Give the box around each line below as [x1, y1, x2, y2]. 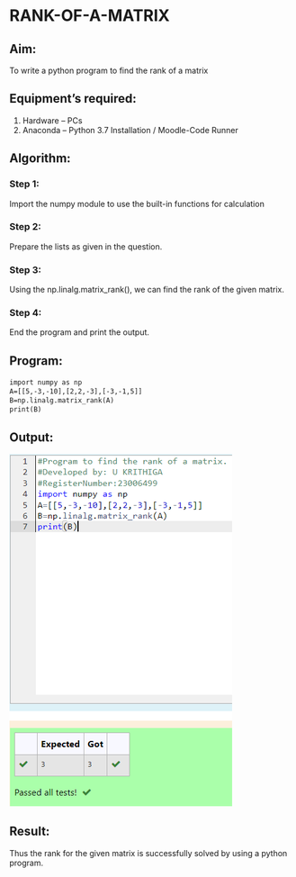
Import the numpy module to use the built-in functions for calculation [9, 198, 265, 209]
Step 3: [9, 263, 42, 276]
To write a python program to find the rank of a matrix [9, 65, 209, 76]
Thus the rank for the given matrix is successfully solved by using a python [9, 847, 288, 858]
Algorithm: [9, 150, 71, 167]
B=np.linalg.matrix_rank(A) [9, 396, 115, 405]
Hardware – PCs [22, 114, 83, 126]
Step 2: [9, 221, 42, 233]
